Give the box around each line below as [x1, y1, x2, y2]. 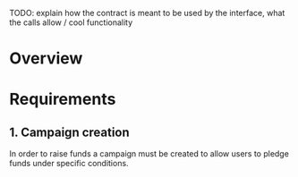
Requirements [9, 89, 116, 110]
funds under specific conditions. [9, 158, 129, 169]
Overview [9, 48, 83, 69]
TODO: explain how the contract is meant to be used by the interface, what [9, 8, 285, 18]
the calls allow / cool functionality [9, 17, 133, 28]
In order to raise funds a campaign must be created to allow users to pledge [9, 148, 289, 159]
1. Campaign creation [9, 124, 130, 139]
